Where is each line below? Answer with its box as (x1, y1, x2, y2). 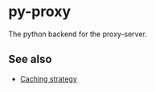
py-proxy (8, 2, 71, 21)
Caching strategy (19, 73, 78, 83)
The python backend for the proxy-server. (8, 29, 147, 39)
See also (8, 52, 52, 66)
